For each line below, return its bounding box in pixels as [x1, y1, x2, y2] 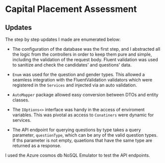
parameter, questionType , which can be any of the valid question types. [12, 132, 158, 138]
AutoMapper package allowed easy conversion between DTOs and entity [12, 92, 159, 97]
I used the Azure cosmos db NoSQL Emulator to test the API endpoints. [5, 153, 150, 158]
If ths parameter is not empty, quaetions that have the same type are [12, 138, 153, 143]
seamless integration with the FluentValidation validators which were [12, 77, 153, 82]
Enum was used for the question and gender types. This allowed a [12, 72, 145, 78]
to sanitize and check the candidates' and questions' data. [12, 62, 132, 68]
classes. [12, 97, 30, 103]
